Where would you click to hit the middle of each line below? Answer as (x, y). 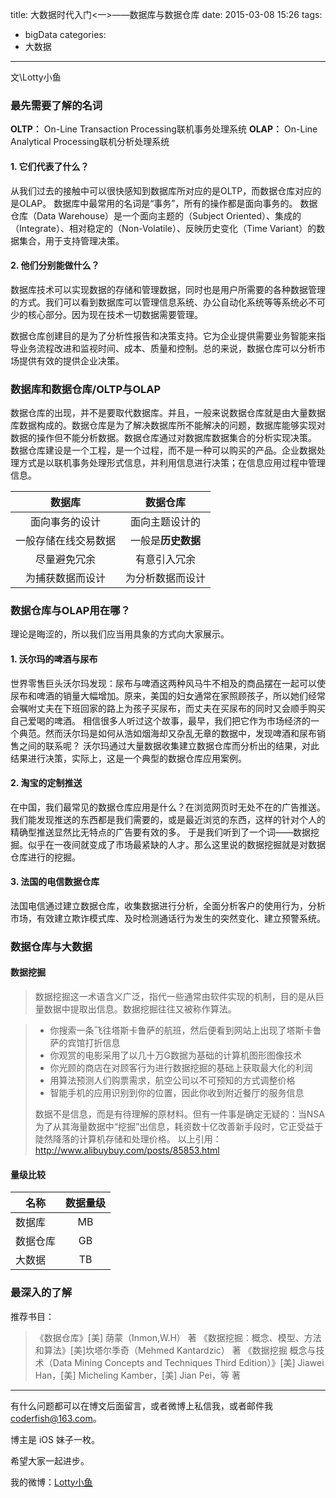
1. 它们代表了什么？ (50, 166)
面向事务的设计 (66, 521)
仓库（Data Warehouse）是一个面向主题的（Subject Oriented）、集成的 (156, 215)
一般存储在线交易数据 (66, 540)
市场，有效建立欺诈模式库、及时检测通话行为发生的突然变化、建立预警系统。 (168, 918)
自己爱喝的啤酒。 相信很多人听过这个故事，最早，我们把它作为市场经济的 (160, 720)
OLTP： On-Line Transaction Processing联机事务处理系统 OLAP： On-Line (164, 129)
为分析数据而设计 (166, 578)
